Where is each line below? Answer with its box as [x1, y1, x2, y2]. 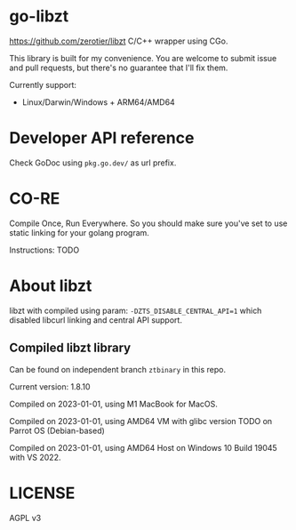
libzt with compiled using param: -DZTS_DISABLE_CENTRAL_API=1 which [9, 305, 262, 316]
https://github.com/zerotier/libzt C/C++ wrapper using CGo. [9, 36, 228, 46]
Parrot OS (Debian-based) [9, 425, 105, 436]
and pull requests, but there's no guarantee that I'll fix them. [9, 62, 228, 73]
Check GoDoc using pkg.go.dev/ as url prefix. [9, 157, 177, 168]
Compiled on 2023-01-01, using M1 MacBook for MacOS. [9, 398, 218, 409]
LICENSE [9, 483, 76, 503]
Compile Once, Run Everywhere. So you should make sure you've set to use [9, 218, 288, 229]
